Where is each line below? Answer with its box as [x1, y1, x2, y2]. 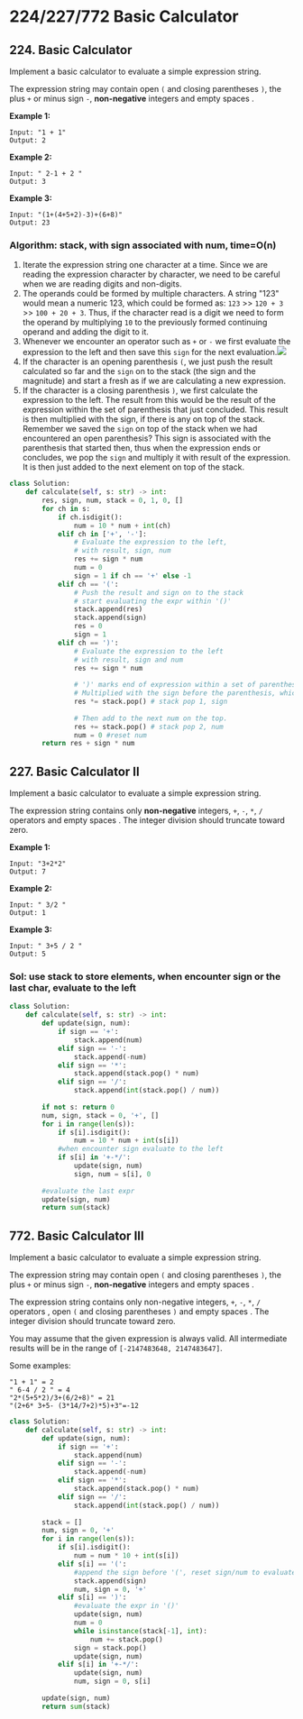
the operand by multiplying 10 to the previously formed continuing [22, 317, 268, 328]
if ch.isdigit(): [57, 512, 124, 522]
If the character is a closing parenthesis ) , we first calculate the [22, 385, 259, 396]
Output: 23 [9, 218, 50, 227]
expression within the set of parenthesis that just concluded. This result [22, 404, 289, 416]
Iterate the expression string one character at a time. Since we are [22, 260, 269, 270]
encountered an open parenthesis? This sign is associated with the [22, 433, 271, 443]
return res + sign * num [41, 739, 135, 748]
